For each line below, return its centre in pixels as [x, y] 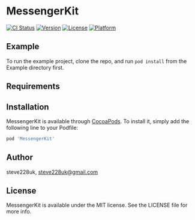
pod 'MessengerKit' [31, 139]
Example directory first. [35, 67]
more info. [19, 212]
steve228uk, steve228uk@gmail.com [52, 172]
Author [19, 157]
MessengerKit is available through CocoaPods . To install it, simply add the [98, 121]
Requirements [33, 86]
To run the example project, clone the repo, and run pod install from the [97, 61]
